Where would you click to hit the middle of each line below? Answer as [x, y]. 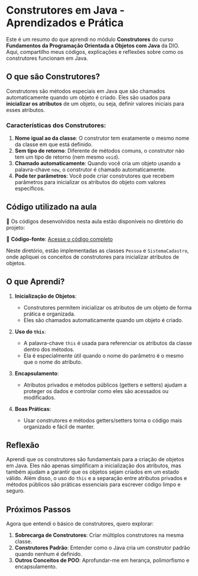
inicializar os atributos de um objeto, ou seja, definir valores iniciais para [95, 104]
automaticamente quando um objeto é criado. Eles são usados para [88, 97]
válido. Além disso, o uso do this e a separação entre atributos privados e [97, 478]
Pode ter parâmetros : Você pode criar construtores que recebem [94, 176]
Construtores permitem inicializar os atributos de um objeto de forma [108, 307]
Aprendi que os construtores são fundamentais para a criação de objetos [95, 459]
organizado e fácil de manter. [59, 426]
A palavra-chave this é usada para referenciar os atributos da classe [108, 343]
